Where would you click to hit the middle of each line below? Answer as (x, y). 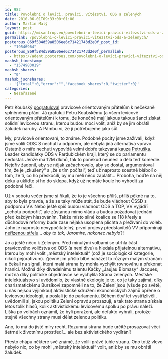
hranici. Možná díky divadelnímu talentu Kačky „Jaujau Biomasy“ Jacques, (82, 269)
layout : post (19, 28)
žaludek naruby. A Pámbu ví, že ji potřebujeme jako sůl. (62, 129)
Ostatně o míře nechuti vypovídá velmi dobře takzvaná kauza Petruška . (78, 149)
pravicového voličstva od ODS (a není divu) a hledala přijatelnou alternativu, (83, 248)
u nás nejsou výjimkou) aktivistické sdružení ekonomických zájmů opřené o (83, 291)
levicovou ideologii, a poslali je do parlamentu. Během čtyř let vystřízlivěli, (81, 296)
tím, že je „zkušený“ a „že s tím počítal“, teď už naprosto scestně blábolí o (81, 170)
